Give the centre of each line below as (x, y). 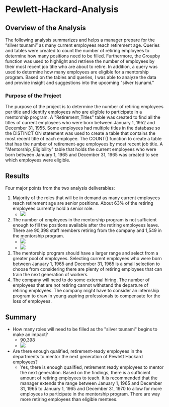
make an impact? (30, 334)
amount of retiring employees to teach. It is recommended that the (89, 378)
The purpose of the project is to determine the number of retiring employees (84, 107)
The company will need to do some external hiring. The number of (81, 280)
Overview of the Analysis (46, 28)
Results (17, 176)
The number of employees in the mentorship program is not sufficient (84, 220)
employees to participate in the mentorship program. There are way (90, 394)
